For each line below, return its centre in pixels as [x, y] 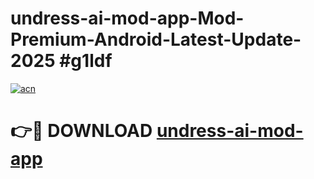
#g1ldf [86, 61]
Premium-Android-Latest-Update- [156, 39]
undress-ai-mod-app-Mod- [127, 18]
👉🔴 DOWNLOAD [81, 131]
